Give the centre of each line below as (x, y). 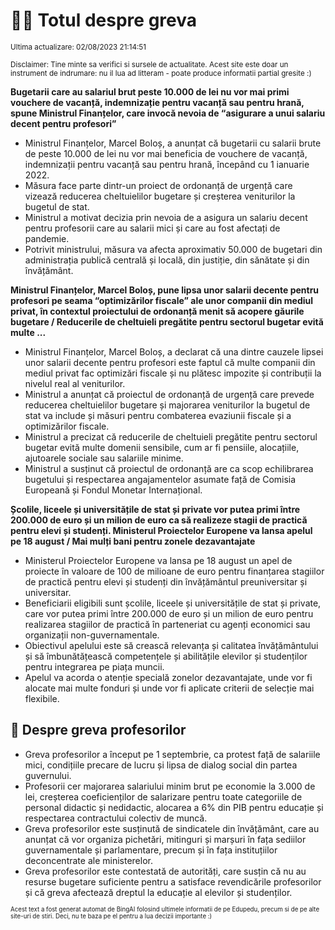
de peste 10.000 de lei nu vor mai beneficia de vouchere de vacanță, (166, 153)
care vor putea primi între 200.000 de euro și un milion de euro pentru (169, 613)
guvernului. (48, 775)
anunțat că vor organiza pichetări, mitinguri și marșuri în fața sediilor (165, 839)
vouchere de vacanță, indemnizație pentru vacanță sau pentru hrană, (157, 102)
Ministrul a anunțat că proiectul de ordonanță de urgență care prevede (169, 394)
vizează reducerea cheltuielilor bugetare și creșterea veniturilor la (160, 196)
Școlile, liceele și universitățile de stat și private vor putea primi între (155, 509)
